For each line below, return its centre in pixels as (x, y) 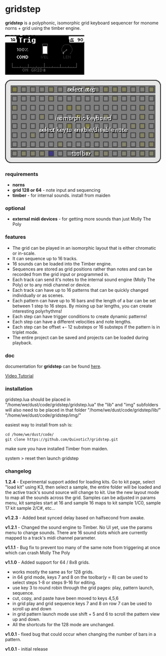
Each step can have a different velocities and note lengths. (72, 322)
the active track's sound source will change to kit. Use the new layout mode (82, 492)
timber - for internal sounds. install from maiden (61, 195)
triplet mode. (25, 332)
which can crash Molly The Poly (38, 553)
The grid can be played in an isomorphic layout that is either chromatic (84, 248)
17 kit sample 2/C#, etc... (30, 508)
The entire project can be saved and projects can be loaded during (80, 337)
